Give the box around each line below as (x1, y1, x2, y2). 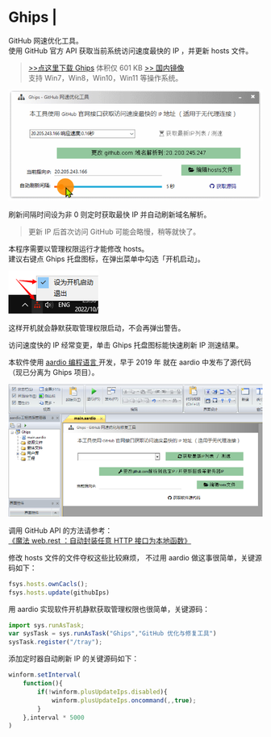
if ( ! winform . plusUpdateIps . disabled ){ (37, 688, 168, 696)
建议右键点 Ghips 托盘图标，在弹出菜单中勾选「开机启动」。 (8, 254, 205, 264)
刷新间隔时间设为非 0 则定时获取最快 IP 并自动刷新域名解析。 (8, 210, 211, 219)
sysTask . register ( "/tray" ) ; (8, 638, 103, 647)
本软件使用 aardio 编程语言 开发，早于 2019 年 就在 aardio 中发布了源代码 (8, 357, 252, 367)
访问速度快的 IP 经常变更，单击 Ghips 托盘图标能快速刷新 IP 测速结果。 (8, 339, 244, 350)
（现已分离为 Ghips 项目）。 (8, 367, 99, 377)
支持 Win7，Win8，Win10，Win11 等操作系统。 (27, 73, 183, 82)
